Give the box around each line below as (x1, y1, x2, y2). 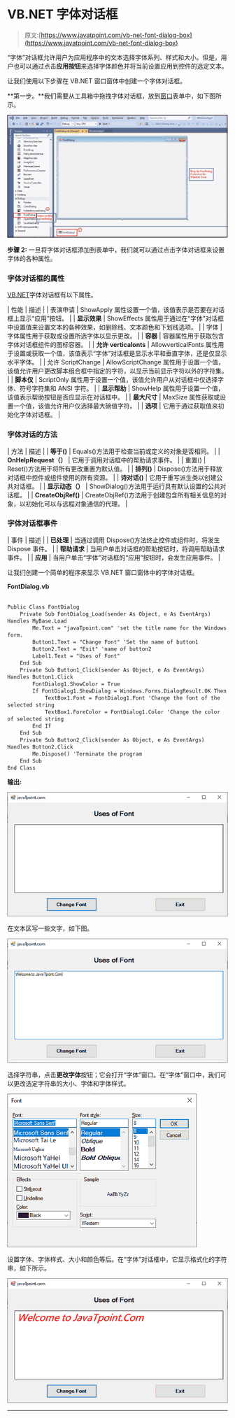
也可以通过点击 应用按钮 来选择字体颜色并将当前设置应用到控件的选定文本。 (13, 62, 228, 70)
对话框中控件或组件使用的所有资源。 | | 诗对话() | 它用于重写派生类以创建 (7, 473, 217, 481)
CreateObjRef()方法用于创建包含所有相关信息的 (85, 490, 221, 499)
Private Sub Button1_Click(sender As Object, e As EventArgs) (20, 666, 205, 674)
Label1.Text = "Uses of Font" (32, 652, 120, 660)
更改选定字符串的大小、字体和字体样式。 (13, 1079, 130, 1088)
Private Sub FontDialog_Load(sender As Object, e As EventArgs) (20, 610, 211, 618)
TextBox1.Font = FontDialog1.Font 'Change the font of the (44, 694, 220, 702)
